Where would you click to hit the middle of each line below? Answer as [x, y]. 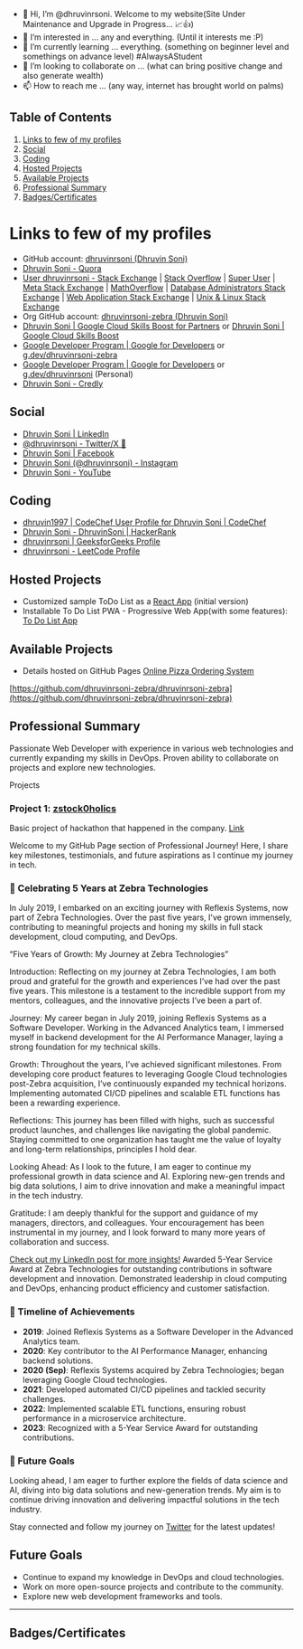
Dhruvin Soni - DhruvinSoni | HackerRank [99, 532]
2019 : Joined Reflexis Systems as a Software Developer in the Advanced [158, 1332]
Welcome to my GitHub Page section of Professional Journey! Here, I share [149, 846]
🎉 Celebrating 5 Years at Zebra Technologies [109, 888]
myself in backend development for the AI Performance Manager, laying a [147, 1038]
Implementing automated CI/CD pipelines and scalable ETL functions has [145, 1094]
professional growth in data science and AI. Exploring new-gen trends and [147, 1177]
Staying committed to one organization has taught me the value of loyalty [145, 1140]
